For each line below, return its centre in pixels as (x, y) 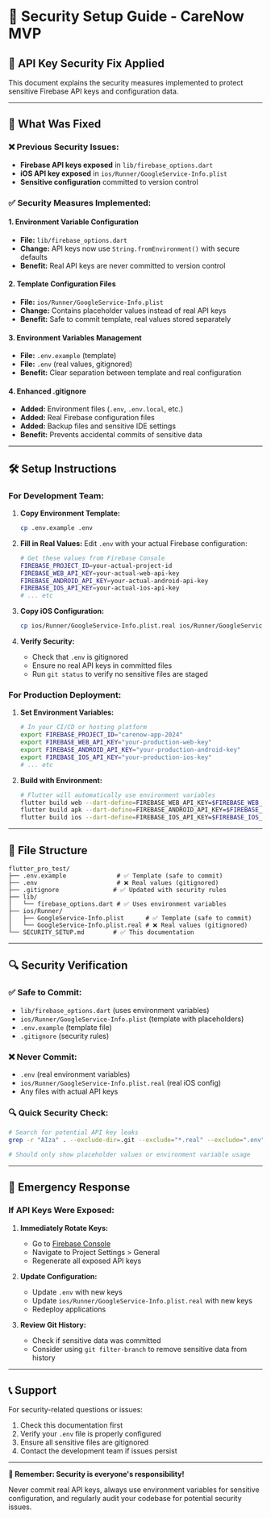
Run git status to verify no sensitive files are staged (120, 674)
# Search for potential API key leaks (73, 1132)
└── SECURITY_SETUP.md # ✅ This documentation (101, 932)
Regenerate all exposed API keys (87, 1261)
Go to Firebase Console (71, 1243)
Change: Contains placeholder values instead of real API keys (123, 311)
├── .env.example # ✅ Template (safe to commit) (116, 876)
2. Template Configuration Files (63, 284)
